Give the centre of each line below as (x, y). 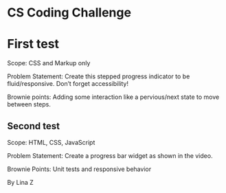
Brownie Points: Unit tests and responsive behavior (79, 169)
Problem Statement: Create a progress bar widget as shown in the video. (110, 155)
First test (33, 44)
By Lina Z (21, 182)
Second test (34, 126)
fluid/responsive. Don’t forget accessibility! (68, 84)
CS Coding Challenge (69, 13)
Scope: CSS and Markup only (49, 63)
